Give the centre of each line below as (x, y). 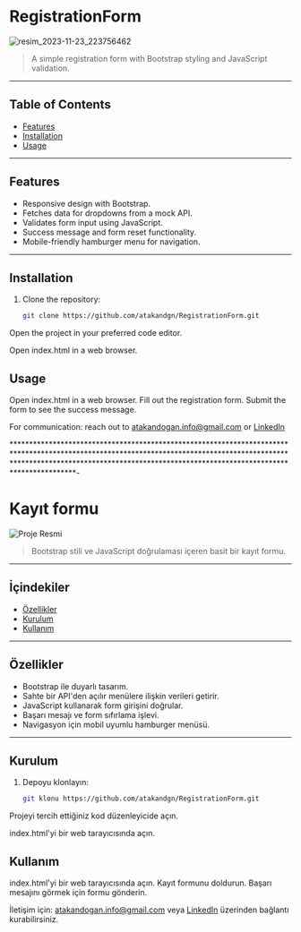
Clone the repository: (61, 299)
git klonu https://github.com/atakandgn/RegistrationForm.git (141, 799)
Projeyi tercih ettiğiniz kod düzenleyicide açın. (94, 816)
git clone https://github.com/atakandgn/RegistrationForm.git (141, 316)
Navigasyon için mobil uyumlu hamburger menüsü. (116, 724)
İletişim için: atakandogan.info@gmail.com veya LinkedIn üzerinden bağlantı (149, 910)
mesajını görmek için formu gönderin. (78, 893)
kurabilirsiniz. (34, 919)
